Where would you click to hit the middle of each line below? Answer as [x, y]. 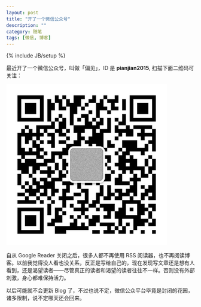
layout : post [22, 13]
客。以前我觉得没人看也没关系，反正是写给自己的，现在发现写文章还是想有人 [100, 263]
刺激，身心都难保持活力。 [38, 278]
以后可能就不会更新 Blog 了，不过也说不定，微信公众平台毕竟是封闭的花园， [100, 291]
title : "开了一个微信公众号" [38, 19]
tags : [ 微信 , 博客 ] [29, 38]
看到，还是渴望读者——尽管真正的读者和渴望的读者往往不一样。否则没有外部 [100, 270]
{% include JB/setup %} [36, 56]
